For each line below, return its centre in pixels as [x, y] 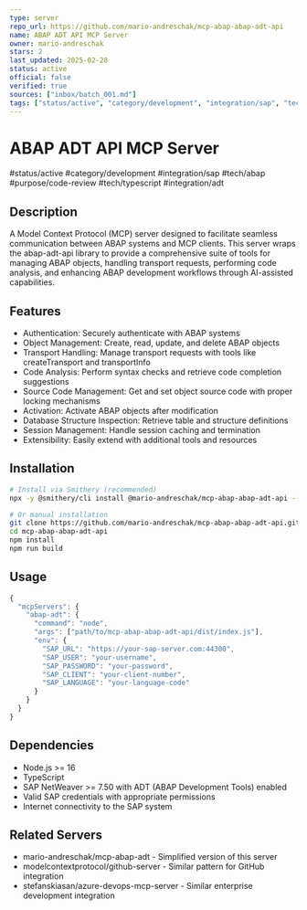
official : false [40, 78]
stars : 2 [26, 52]
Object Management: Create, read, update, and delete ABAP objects [151, 343]
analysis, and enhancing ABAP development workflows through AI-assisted [152, 273]
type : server [34, 18]
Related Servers [56, 836]
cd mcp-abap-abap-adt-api [58, 532]
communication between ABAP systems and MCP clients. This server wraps [153, 244]
